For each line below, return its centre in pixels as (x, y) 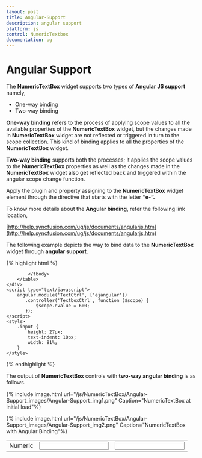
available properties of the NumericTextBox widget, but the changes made (99, 129)
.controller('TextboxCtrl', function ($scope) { (87, 300)
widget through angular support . (47, 251)
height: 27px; (45, 332)
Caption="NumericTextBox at (155, 400)
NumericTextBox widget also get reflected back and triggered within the (96, 172)
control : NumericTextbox (37, 34)
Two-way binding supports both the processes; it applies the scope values (99, 160)
